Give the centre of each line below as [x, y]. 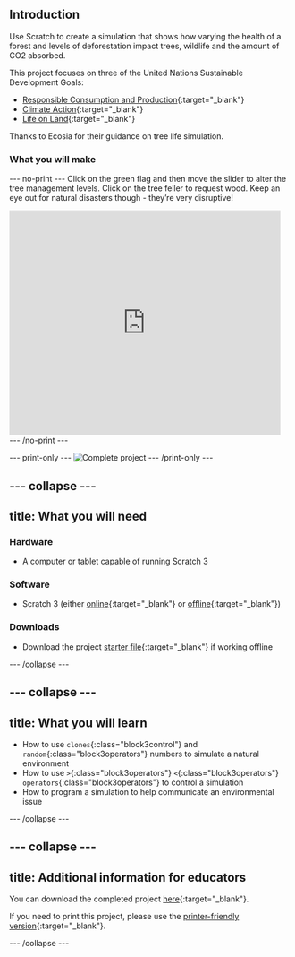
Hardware [31, 541]
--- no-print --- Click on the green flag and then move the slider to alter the [148, 179]
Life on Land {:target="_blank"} [79, 118]
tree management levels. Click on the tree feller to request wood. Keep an [145, 188]
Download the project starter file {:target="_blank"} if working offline [147, 647]
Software [30, 584]
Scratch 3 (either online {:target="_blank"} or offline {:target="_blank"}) [152, 604]
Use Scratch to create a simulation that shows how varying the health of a [145, 36]
